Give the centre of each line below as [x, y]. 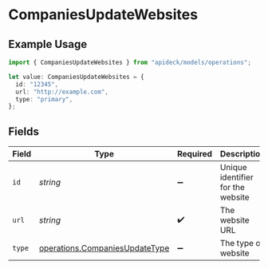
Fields [24, 131]
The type [236, 243]
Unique [233, 168]
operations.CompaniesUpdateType [104, 248]
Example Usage [48, 44]
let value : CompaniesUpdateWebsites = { [77, 77]
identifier [236, 177]
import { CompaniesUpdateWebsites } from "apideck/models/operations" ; [130, 62]
